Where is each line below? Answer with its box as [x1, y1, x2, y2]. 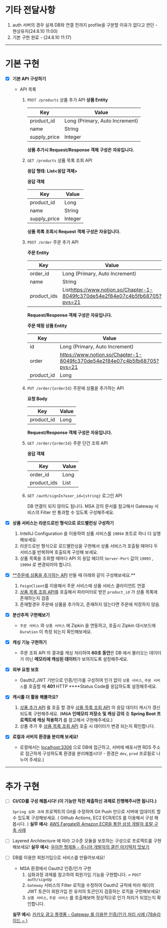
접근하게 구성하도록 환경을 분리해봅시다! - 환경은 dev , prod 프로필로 [25, 751, 156, 757]
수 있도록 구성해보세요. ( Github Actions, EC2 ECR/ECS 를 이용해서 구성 [12, 815, 154, 821]
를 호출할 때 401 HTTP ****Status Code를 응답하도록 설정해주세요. [23, 683, 158, 689]
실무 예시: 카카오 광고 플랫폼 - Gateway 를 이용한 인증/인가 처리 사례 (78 [12, 911, 153, 917]
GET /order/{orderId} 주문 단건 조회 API [27, 440, 108, 446]
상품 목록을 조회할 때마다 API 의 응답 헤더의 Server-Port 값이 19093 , [19, 555, 154, 561]
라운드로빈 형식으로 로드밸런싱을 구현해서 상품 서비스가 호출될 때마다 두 [19, 543, 158, 549]
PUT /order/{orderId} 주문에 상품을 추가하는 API [27, 385, 124, 391]
